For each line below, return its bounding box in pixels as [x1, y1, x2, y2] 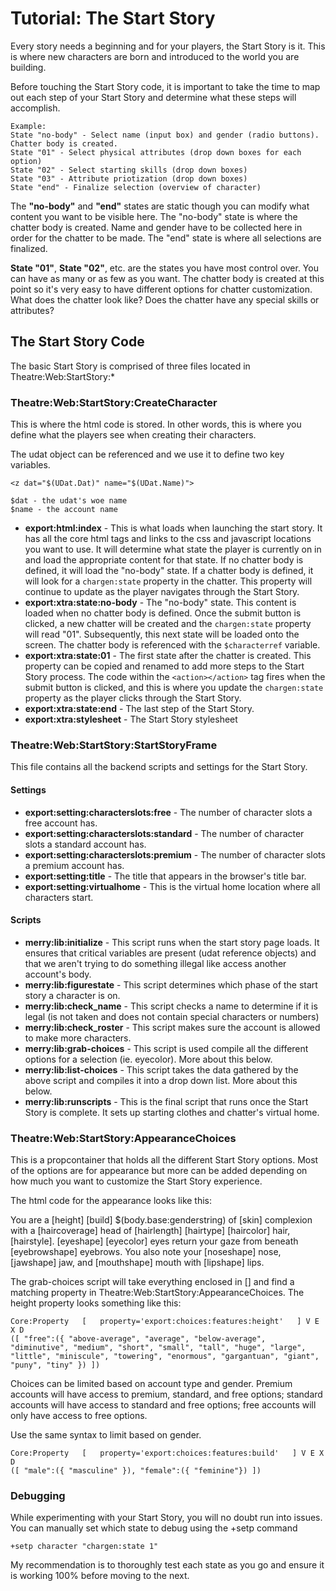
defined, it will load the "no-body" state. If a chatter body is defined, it [24, 565, 314, 577]
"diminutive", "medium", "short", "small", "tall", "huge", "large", [10, 1343, 307, 1353]
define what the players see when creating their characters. [10, 429, 257, 441]
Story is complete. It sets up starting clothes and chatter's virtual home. [24, 1106, 320, 1118]
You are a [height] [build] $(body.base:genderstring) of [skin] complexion [10, 1214, 313, 1226]
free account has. [24, 817, 98, 829]
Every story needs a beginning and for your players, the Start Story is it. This [10, 40, 326, 52]
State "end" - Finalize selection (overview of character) [10, 182, 262, 192]
